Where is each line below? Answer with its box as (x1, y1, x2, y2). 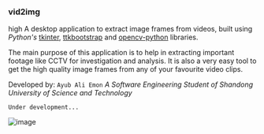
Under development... (8, 103, 80, 112)
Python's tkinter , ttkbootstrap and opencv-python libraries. (8, 32, 199, 42)
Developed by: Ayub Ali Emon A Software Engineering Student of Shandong (8, 80, 254, 89)
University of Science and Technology (8, 88, 132, 98)
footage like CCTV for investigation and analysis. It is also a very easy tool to (8, 56, 257, 65)
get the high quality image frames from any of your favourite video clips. (8, 65, 243, 74)
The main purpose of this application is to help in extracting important (8, 48, 235, 58)
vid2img (8, 6, 41, 17)
